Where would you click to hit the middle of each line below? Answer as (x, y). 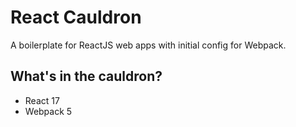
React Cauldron (76, 17)
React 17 (42, 100)
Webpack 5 (48, 111)
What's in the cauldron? (86, 76)
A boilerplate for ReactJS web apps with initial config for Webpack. (148, 45)
